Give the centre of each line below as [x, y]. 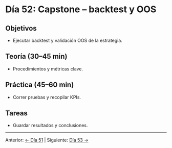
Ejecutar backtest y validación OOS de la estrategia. [68, 40]
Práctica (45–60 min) [40, 85]
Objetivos [21, 28]
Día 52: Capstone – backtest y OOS [81, 9]
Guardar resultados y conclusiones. [50, 126]
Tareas [17, 113]
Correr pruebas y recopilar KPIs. [47, 97]
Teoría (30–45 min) [36, 56]
